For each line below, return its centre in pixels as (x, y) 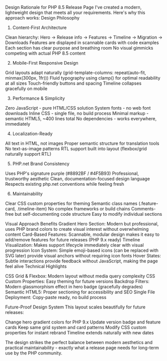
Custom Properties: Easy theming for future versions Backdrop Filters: (77, 281)
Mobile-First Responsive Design (45, 63)
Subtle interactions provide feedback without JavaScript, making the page (82, 261)
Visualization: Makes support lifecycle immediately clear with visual (74, 245)
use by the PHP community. (34, 353)
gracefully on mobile (26, 89)
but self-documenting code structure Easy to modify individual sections (88, 214)
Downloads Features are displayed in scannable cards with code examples (82, 43)
